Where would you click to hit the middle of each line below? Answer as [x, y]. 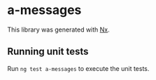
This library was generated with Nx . [58, 29]
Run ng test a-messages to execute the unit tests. [78, 68]
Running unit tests [48, 52]
